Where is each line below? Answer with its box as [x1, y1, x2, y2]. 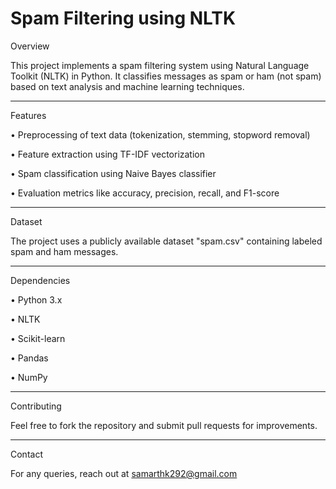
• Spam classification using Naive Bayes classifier [10, 167, 217, 179]
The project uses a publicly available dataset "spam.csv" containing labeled [10, 235, 323, 247]
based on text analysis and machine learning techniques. [10, 80, 245, 92]
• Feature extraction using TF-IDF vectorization [10, 148, 206, 160]
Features [10, 109, 47, 121]
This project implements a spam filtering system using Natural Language [10, 59, 310, 71]
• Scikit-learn [10, 332, 66, 344]
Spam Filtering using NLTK [10, 7, 237, 30]
